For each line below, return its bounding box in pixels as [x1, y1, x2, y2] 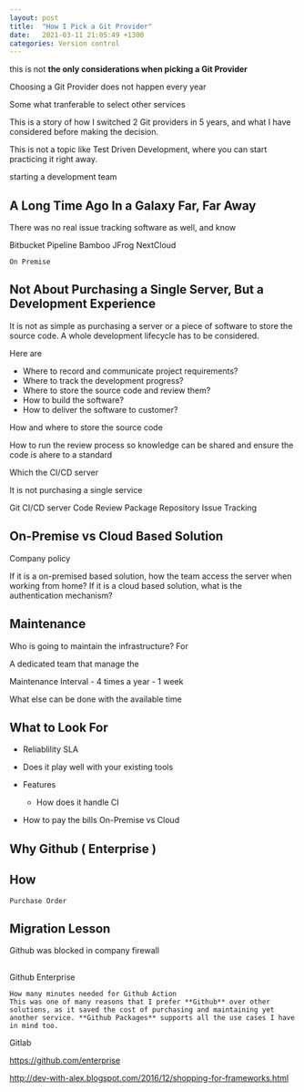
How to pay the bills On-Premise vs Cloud [22, 815, 180, 826]
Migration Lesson [9, 921, 111, 936]
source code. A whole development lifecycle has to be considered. [9, 330, 259, 341]
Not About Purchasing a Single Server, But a [9, 282, 264, 297]
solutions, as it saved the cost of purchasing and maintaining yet [9, 1004, 275, 1015]
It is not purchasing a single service [9, 484, 143, 495]
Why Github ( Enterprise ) [9, 840, 157, 857]
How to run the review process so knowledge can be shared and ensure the [9, 439, 294, 450]
